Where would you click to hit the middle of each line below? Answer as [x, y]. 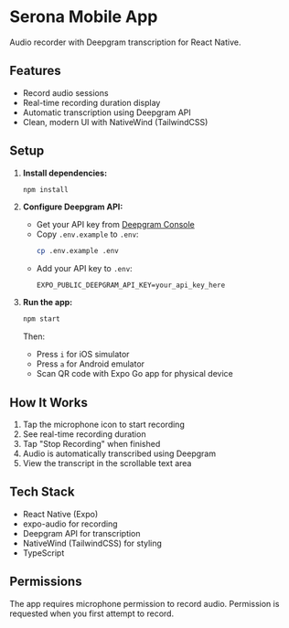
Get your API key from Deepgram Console [115, 225]
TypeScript [43, 553]
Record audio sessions [65, 92]
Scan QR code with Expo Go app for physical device [134, 374]
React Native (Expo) [60, 514]
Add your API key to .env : [84, 269]
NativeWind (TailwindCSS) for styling [92, 543]
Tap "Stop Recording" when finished [91, 444]
